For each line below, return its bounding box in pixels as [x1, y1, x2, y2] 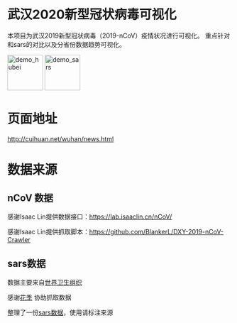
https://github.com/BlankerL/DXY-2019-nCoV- [89, 227, 224, 236]
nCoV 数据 [7, 192, 53, 204]
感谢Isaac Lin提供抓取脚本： [7, 227, 90, 236]
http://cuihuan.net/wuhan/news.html [7, 134, 114, 143]
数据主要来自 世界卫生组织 [7, 278, 82, 286]
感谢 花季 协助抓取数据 [7, 292, 72, 302]
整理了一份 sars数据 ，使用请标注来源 [7, 308, 114, 317]
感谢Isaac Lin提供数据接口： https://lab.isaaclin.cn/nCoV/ [7, 212, 172, 221]
